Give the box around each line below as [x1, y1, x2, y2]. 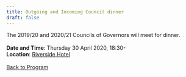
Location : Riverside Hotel [6, 50, 70, 58]
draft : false [6, 15, 40, 21]
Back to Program [6, 63, 49, 70]
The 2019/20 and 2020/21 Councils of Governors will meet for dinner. [6, 31, 181, 38]
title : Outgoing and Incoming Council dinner [6, 8, 124, 15]
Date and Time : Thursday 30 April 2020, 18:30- [6, 44, 126, 52]
